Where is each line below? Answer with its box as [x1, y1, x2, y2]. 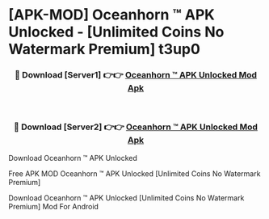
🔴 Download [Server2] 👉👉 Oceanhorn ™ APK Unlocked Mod [13, 121, 258, 133]
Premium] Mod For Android [8, 201, 99, 211]
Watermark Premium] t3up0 [8, 40, 200, 58]
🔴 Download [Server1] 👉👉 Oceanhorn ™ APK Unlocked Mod [15, 69, 257, 81]
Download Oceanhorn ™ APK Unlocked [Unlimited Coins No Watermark [8, 192, 245, 203]
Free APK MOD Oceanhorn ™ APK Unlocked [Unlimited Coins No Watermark [8, 168, 261, 179]
